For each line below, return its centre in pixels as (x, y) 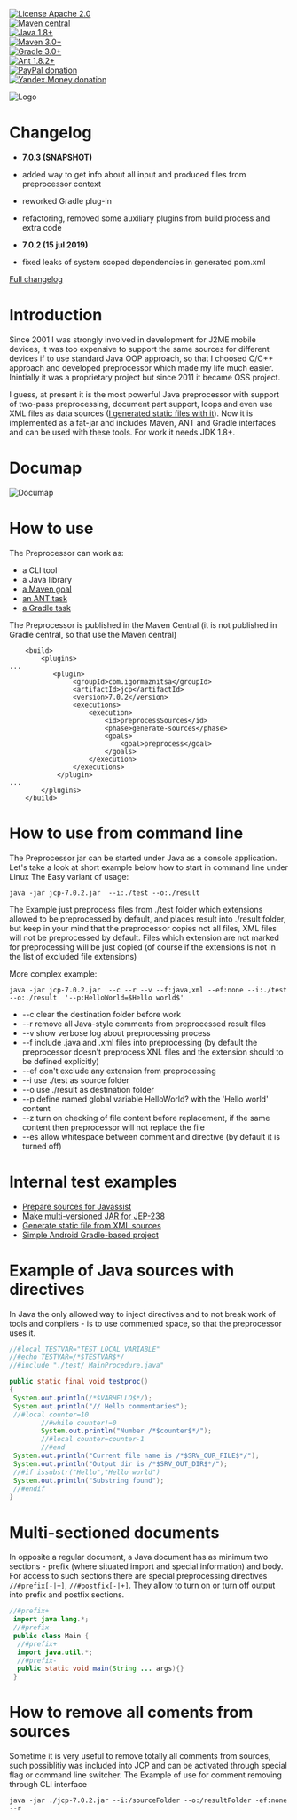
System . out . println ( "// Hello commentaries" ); (101, 1406)
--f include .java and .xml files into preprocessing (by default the (140, 1042)
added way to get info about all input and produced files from (134, 174)
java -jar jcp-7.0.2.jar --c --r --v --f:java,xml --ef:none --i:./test (148, 990)
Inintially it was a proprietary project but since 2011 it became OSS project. (145, 377)
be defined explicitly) (60, 1061)
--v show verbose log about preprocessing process (116, 1032)
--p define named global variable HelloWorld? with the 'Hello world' (145, 1099)
